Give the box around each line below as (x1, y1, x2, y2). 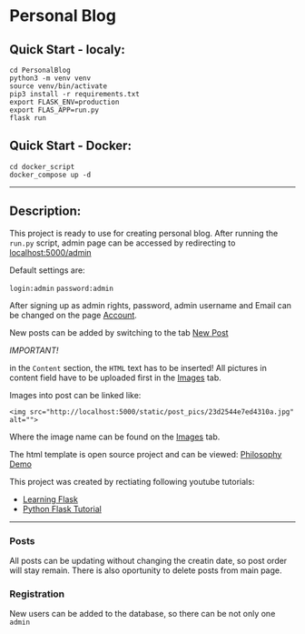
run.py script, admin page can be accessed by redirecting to (9, 237, 236, 248)
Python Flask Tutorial (22, 503, 102, 514)
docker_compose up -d (9, 170, 92, 179)
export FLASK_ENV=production (9, 97, 120, 106)
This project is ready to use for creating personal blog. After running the (9, 227, 279, 238)
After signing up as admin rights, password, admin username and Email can (9, 299, 292, 310)
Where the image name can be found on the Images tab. (9, 431, 221, 442)
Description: (9, 204, 82, 219)
